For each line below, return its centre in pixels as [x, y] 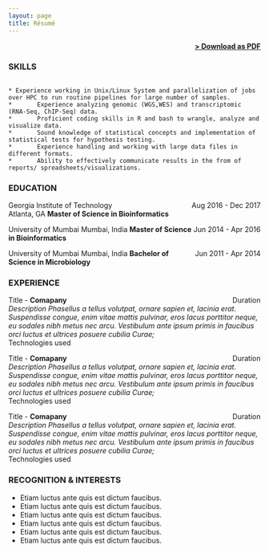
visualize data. [35, 125]
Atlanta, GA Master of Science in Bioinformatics [89, 214]
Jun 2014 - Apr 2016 [227, 230]
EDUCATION [33, 188]
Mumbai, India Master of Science [137, 230]
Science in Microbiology [49, 262]
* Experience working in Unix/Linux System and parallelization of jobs [132, 90]
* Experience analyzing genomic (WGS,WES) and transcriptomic [125, 104]
